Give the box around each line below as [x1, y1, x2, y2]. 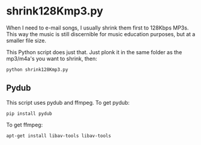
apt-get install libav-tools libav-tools [6, 132, 112, 139]
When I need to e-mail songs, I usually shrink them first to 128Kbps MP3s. [6, 24, 189, 31]
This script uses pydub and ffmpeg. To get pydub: [6, 99, 130, 106]
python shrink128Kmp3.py [6, 66, 68, 73]
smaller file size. [6, 37, 47, 44]
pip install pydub [6, 110, 52, 117]
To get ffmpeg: [6, 121, 43, 128]
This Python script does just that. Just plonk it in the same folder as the [6, 48, 182, 55]
